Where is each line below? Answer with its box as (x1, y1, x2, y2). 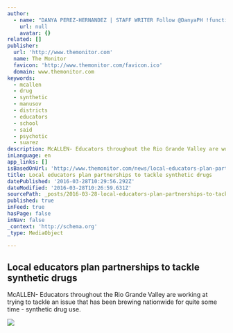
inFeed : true (7, 204, 45, 211)
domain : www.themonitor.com (13, 68, 95, 75)
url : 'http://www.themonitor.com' (13, 49, 113, 56)
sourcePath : (7, 191, 42, 198)
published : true (7, 197, 54, 205)
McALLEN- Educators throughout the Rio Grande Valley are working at (7, 291, 208, 299)
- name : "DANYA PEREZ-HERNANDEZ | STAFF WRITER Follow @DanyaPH (13, 17, 203, 24)
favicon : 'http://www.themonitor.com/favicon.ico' (13, 62, 163, 69)
